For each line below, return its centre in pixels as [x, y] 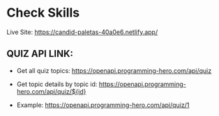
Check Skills [43, 13]
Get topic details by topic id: [57, 84]
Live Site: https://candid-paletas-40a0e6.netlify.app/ [82, 32]
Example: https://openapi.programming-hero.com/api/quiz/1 [103, 105]
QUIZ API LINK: [40, 54]
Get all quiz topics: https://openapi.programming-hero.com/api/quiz [114, 70]
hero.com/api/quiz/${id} [51, 91]
